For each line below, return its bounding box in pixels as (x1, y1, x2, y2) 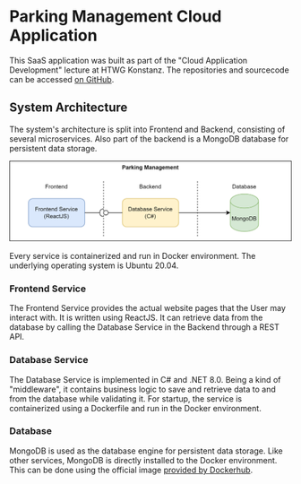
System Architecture (9, 100, 128, 116)
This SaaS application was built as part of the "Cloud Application (9, 55, 248, 65)
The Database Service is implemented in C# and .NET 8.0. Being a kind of (9, 374, 281, 385)
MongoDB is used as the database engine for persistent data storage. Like (9, 445, 284, 456)
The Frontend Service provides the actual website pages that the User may (9, 303, 287, 314)
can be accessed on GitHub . (9, 73, 115, 84)
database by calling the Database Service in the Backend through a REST (9, 322, 279, 333)
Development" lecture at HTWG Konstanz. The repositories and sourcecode (9, 65, 289, 75)
